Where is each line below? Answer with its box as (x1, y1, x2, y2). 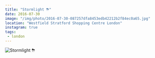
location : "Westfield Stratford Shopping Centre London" (5, 20, 123, 26)
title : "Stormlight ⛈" (5, 7, 52, 12)
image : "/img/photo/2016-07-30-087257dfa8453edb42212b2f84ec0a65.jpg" (5, 16, 151, 21)
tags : (5, 29, 16, 34)
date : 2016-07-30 (5, 12, 40, 16)
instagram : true (5, 25, 38, 30)
